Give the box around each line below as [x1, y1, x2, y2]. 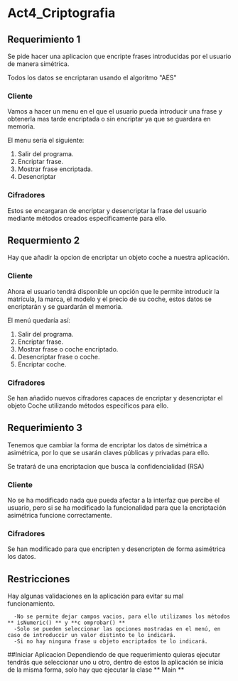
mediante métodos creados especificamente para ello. [7, 214, 167, 222]
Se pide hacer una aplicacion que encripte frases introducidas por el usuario [7, 52, 232, 60]
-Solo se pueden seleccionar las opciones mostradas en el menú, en [13, 626, 221, 633]
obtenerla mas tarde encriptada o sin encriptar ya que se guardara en [7, 115, 211, 124]
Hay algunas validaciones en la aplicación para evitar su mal [7, 592, 184, 601]
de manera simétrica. [7, 60, 70, 68]
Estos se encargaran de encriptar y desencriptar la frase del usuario [7, 206, 207, 214]
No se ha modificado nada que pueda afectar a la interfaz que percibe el [7, 496, 220, 505]
